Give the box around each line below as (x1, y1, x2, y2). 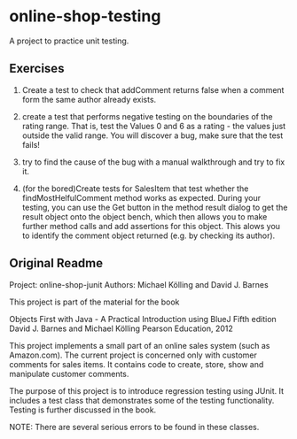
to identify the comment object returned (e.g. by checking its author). (21, 230, 276, 241)
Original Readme (9, 256, 104, 271)
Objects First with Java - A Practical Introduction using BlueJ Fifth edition (9, 313, 277, 324)
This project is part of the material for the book (9, 297, 180, 307)
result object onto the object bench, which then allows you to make (21, 211, 268, 222)
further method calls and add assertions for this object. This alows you (21, 220, 281, 231)
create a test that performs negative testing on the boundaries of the (21, 111, 273, 121)
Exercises (9, 61, 65, 76)
